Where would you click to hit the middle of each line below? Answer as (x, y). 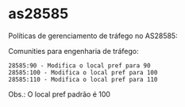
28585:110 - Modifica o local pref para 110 (83, 79)
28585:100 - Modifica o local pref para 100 (83, 72)
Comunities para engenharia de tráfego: (73, 51)
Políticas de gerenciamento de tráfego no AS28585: (93, 36)
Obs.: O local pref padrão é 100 (60, 94)
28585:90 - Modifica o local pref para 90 (79, 65)
